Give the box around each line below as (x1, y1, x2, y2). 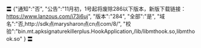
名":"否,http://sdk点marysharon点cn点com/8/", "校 (6, 20, 131, 27)
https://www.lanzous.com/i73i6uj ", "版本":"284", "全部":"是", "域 (6, 13, 165, 20)
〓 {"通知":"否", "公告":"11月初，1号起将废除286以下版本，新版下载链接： (6, 5, 187, 12)
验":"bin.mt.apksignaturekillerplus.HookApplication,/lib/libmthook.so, (6, 28, 177, 35)
